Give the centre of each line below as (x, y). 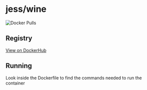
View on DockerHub (26, 50)
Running (19, 66)
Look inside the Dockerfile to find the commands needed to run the (74, 78)
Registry (19, 38)
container (15, 83)
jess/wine (26, 9)
